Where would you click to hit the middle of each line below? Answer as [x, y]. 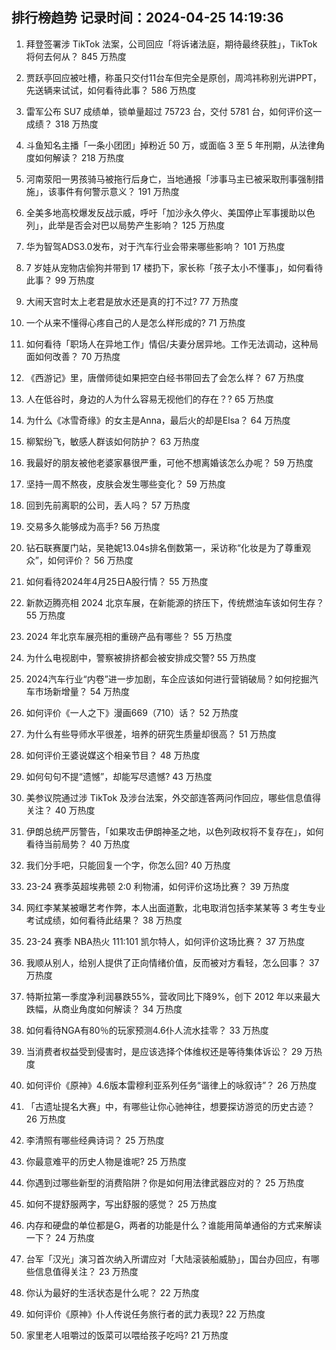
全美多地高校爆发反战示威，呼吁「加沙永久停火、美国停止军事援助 [161, 212]
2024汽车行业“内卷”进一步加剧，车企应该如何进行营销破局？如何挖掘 [167, 679]
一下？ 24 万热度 [60, 1237]
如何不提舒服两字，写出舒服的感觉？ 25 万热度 [121, 1204]
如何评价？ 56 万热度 [90, 560]
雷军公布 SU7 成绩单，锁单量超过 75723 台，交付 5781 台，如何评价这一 [174, 111]
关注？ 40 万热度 [60, 810]
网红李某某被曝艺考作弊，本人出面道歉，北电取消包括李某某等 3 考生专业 [175, 907]
